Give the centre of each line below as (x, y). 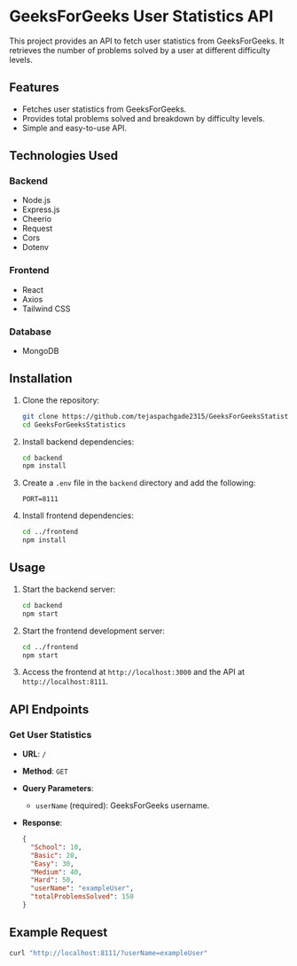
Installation (41, 379)
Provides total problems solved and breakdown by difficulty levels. (143, 118)
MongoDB (40, 351)
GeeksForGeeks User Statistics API (141, 16)
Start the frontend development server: (94, 631)
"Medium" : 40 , (56, 872)
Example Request (59, 933)
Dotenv (35, 247)
